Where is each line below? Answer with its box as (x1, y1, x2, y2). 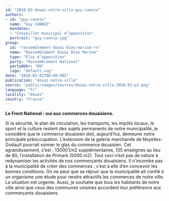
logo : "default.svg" (10, 69, 53, 74)
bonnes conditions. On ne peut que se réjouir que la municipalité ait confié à (5, 169, 164, 175)
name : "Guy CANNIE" (10, 21, 51, 27)
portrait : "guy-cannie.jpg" (10, 36, 69, 41)
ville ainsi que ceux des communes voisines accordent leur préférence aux (5, 185, 161, 191)
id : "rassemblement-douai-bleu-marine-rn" (10, 45, 101, 50)
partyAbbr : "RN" (10, 64, 44, 69)
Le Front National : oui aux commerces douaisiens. (5, 111, 114, 117)
